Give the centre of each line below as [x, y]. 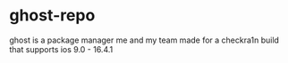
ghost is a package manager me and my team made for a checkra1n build [144, 40]
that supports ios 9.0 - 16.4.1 [61, 49]
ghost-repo [52, 16]
